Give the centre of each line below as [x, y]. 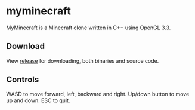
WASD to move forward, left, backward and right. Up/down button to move [98, 94]
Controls [23, 80]
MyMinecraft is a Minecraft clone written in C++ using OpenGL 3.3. [89, 27]
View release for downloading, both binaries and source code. [83, 60]
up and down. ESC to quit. [38, 100]
